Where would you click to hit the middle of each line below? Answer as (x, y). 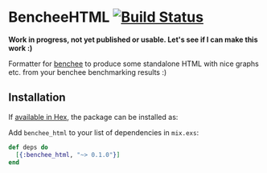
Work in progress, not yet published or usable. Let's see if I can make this (133, 39)
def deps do (28, 147)
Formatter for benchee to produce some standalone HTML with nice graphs (133, 64)
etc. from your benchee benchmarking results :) (88, 72)
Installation (37, 98)
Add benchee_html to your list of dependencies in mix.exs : (104, 132)
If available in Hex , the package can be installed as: (93, 117)
